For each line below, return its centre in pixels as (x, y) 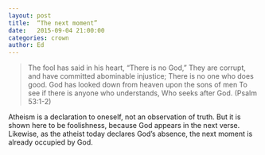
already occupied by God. (51, 142)
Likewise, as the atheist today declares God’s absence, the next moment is (131, 134)
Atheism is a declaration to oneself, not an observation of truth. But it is (125, 117)
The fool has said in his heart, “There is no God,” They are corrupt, (137, 68)
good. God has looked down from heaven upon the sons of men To (138, 85)
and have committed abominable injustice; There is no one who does (141, 76)
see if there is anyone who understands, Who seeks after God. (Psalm (142, 93)
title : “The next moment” (53, 23)
